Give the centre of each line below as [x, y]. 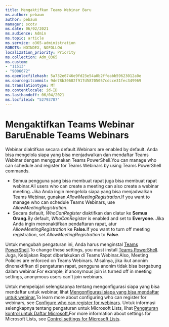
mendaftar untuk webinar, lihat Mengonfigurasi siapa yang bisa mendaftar [82, 292]
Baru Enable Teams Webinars [67, 135]
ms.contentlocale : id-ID [31, 90]
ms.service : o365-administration [40, 43]
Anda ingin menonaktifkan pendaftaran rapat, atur [65, 224]
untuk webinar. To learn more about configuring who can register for [76, 298]
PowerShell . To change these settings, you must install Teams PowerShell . [82, 250]
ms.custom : [17, 62]
